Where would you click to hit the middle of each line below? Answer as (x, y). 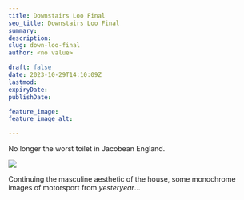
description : (30, 38)
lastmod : (23, 82)
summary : (23, 30)
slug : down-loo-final (44, 46)
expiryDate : (28, 90)
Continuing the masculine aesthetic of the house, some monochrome (122, 179)
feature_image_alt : (41, 119)
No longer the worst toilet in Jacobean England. (87, 149)
